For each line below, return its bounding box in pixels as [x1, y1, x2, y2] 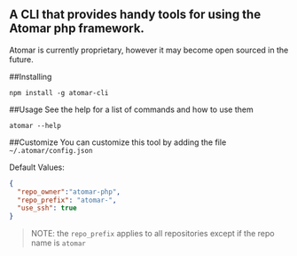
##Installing [9, 71, 52, 82]
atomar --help [9, 121, 62, 130]
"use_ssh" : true [17, 204, 77, 212]
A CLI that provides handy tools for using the [9, 7, 262, 22]
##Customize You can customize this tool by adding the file [9, 137, 227, 148]
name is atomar [30, 237, 86, 248]
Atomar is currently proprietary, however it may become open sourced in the [9, 44, 289, 55]
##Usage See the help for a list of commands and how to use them [9, 104, 254, 115]
